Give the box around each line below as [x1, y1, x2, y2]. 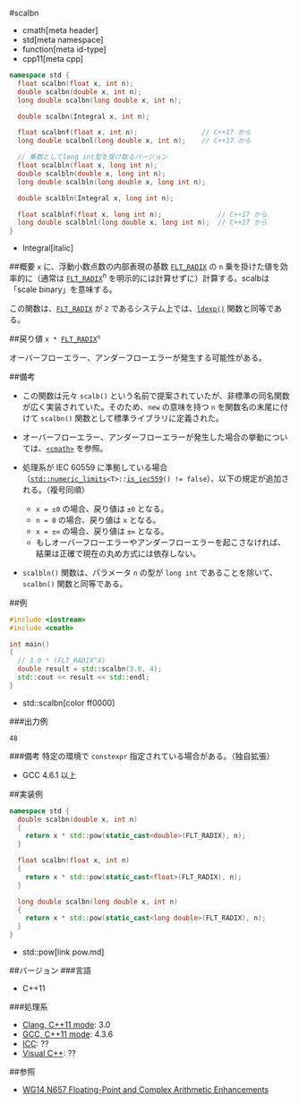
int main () [9, 639, 50, 648]
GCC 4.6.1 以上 [21, 769, 77, 780]
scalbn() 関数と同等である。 [21, 578, 128, 589]
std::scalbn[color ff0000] [21, 697, 115, 708]
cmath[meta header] [21, 25, 98, 35]
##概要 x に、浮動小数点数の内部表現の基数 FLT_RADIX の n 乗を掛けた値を [9, 261, 280, 272]
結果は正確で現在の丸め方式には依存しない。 [35, 548, 201, 559]
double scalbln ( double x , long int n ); [17, 169, 167, 178]
